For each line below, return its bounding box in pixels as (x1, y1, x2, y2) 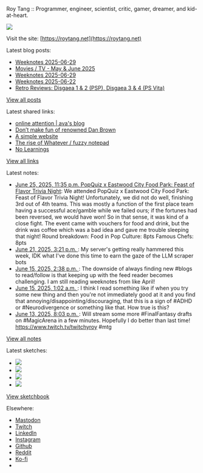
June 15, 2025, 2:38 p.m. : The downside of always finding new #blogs (15, 265, 193, 272)
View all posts (6, 96, 41, 103)
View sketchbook (6, 393, 50, 400)
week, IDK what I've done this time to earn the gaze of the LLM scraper (15, 252, 194, 259)
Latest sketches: (6, 347, 47, 354)
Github (15, 443, 32, 449)
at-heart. (6, 12, 29, 19)
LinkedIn (15, 429, 37, 436)
